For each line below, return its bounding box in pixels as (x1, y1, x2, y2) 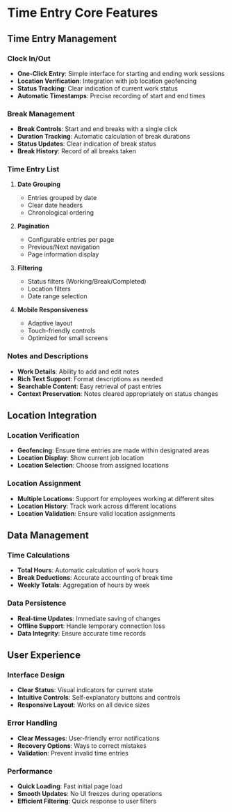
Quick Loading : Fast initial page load (17, 782, 123, 790)
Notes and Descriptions (7, 351, 89, 361)
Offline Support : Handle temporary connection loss (17, 622, 165, 630)
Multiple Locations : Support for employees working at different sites (17, 494, 215, 503)
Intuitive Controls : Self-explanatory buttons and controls (17, 694, 181, 702)
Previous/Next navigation (27, 243, 100, 252)
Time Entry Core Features (7, 5, 158, 21)
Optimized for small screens (27, 334, 108, 342)
